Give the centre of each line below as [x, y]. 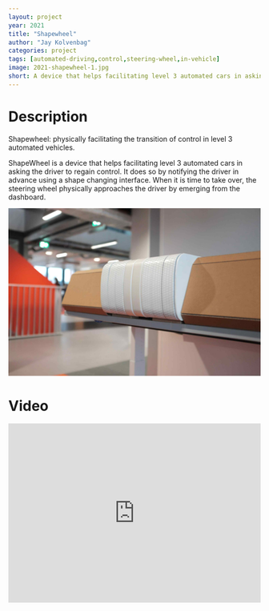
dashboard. [27, 197]
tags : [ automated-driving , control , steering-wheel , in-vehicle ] [114, 59]
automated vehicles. [42, 147]
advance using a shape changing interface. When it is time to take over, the [132, 179]
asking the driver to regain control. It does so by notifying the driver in [124, 171]
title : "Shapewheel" [43, 34]
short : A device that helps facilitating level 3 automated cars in [125, 76]
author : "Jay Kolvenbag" [50, 42]
